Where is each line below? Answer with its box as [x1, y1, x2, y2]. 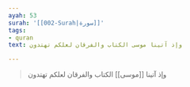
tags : [8, 26, 26, 34]
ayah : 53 [8, 11, 37, 20]
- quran [8, 33, 34, 42]
